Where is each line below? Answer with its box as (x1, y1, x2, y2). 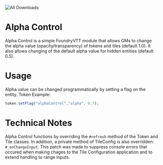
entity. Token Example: (5, 92, 51, 97)
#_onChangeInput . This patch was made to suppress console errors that (5, 144, 147, 149)
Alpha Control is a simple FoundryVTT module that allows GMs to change (5, 37, 152, 43)
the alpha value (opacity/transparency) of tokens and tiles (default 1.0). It (5, 43, 151, 49)
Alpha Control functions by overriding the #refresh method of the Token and (5, 133, 158, 139)
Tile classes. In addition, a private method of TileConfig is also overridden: (5, 139, 154, 145)
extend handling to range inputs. (5, 154, 70, 160)
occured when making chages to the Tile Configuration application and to (5, 149, 153, 155)
